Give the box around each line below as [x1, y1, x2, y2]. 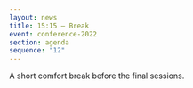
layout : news [9, 12, 58, 22]
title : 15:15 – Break [9, 21, 90, 30]
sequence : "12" [9, 46, 66, 55]
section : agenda [9, 37, 69, 47]
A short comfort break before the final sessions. [9, 70, 185, 81]
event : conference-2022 [9, 29, 98, 38]
